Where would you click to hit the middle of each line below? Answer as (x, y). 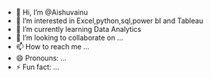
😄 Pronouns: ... (41, 58)
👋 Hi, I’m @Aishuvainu (52, 12)
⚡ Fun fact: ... (37, 67)
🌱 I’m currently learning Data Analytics (78, 29)
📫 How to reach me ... (52, 47)
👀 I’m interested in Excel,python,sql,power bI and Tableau (109, 21)
